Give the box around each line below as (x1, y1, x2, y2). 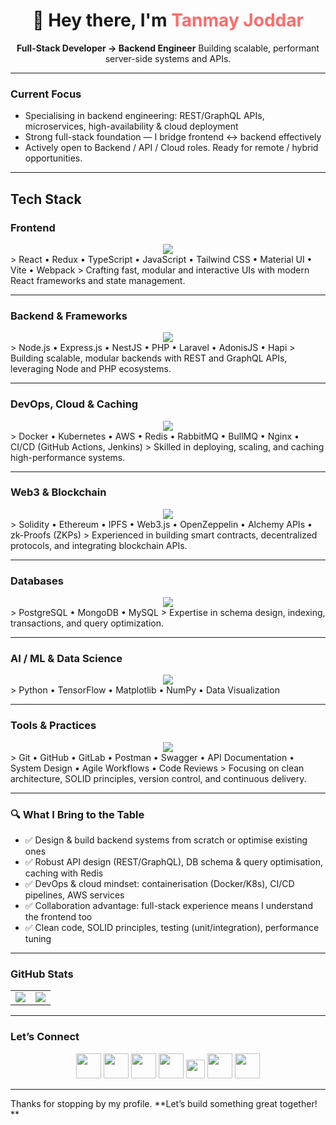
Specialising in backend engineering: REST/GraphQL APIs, (24, 110, 265, 122)
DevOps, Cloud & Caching (10, 397, 139, 411)
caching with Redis (24, 867, 104, 879)
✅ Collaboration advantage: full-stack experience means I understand (24, 900, 313, 911)
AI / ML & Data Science (10, 652, 123, 666)
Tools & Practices (10, 719, 97, 733)
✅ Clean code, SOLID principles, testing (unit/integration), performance (24, 922, 320, 933)
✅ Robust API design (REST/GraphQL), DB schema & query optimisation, (24, 856, 323, 868)
